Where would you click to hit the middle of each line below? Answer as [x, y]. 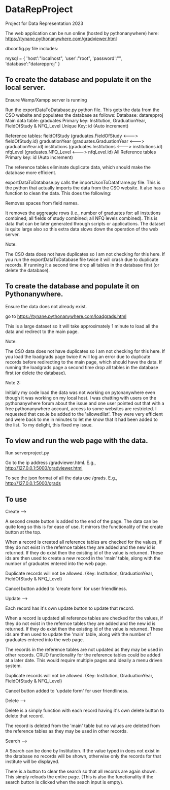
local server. [25, 88]
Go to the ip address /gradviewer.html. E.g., [51, 463]
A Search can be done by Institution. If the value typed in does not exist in [82, 751]
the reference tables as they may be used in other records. [66, 731]
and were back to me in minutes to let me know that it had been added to [82, 419]
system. [13, 666]
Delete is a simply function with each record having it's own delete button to [85, 711]
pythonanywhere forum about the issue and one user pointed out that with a [85, 403]
